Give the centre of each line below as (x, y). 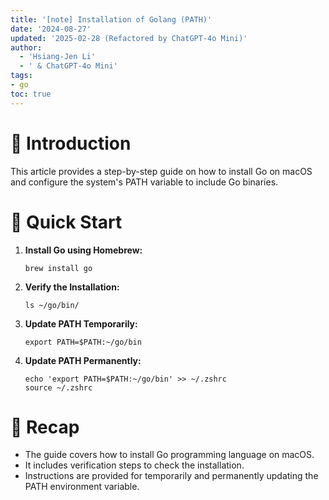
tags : (21, 76)
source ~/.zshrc (58, 387)
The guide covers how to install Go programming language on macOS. (169, 455)
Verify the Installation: (72, 287)
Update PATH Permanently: (83, 360)
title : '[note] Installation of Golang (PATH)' (111, 19)
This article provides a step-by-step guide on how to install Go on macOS (161, 171)
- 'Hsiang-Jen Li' (58, 57)
